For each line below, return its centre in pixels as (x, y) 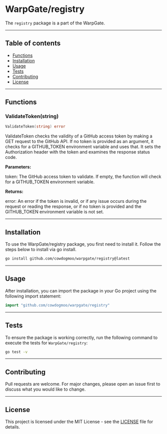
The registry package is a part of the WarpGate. (55, 23)
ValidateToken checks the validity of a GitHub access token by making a (79, 136)
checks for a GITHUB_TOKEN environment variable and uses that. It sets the (83, 147)
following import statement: (33, 296)
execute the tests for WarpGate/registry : (46, 343)
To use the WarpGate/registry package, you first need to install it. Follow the (83, 244)
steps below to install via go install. (41, 250)
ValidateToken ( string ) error (35, 127)
